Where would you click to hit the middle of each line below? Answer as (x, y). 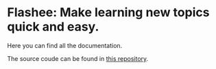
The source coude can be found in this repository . (78, 58)
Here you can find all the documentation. (65, 45)
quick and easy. (53, 27)
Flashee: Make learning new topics (108, 13)
